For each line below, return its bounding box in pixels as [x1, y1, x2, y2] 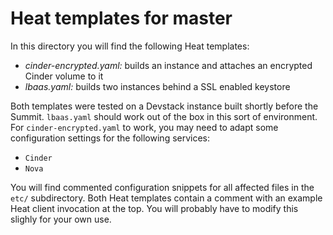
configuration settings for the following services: [10, 132, 211, 144]
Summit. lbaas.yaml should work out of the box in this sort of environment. [10, 110, 318, 122]
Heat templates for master [10, 7, 233, 30]
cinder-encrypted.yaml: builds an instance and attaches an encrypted [24, 59, 313, 71]
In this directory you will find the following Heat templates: [10, 40, 250, 52]
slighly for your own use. [10, 213, 112, 225]
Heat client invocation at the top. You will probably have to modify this [10, 202, 299, 214]
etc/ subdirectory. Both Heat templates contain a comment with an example [10, 192, 323, 204]
